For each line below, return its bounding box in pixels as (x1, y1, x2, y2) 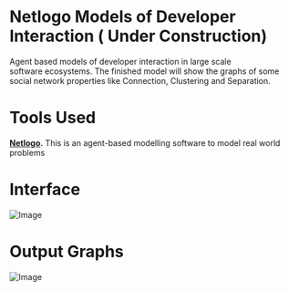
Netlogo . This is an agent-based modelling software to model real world (9, 137, 281, 148)
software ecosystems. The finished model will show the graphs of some (9, 66, 280, 77)
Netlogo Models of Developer (9, 6, 236, 27)
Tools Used (9, 108, 97, 129)
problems (9, 147, 46, 158)
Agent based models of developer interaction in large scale (9, 56, 232, 67)
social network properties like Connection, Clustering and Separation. (9, 75, 271, 86)
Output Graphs (9, 242, 125, 262)
